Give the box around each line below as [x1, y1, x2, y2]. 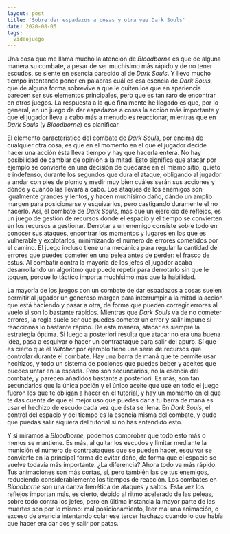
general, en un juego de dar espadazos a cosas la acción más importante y [7, 106, 220, 114]
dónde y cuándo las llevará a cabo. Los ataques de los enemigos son [7, 185, 203, 194]
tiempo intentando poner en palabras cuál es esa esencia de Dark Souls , [7, 76, 213, 85]
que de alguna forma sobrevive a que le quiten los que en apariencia [7, 84, 201, 92]
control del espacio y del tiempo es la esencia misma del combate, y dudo [7, 411, 217, 419]
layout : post [7, 10, 45, 17]
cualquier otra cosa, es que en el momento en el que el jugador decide [7, 141, 207, 150]
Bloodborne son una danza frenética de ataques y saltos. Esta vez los [7, 483, 205, 491]
